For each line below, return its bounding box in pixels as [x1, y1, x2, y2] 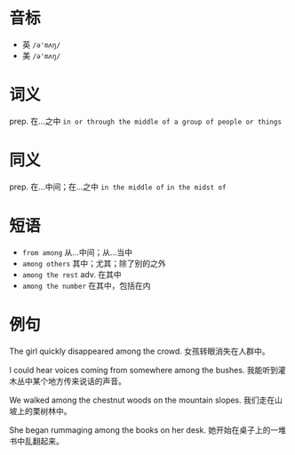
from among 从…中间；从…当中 [21, 246, 133, 258]
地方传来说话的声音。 [47, 375, 126, 387]
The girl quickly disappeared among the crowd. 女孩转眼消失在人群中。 [9, 346, 270, 356]
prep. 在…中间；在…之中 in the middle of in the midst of [9, 181, 227, 192]
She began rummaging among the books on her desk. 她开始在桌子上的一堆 [9, 424, 287, 435]
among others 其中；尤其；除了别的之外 [21, 258, 166, 268]
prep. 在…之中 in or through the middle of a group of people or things [9, 116, 283, 126]
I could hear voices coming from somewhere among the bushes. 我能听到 [9, 364, 278, 375]
